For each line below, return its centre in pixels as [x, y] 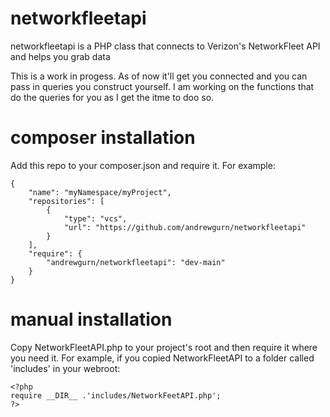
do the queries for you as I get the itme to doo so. [112, 97]
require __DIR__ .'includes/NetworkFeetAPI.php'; [116, 395]
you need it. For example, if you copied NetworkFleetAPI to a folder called [162, 358]
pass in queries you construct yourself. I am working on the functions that [162, 86]
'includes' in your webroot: [65, 368]
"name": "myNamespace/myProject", [100, 192]
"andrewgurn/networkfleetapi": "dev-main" [136, 262]
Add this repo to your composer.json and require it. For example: [143, 165]
